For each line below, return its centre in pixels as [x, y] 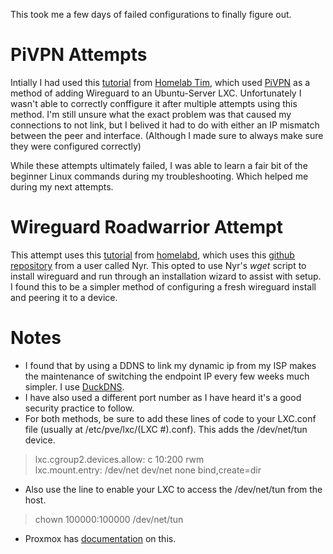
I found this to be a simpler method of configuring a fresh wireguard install [163, 286]
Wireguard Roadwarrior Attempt [146, 227]
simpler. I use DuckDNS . [74, 386]
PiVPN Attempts [79, 55]
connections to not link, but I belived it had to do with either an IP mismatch [165, 125]
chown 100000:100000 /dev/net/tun [109, 519]
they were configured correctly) [76, 146]
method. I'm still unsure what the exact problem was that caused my [151, 114]
